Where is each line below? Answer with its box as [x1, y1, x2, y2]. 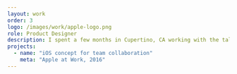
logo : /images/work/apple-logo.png [7, 23, 112, 30]
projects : [7, 43, 37, 50]
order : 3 [7, 17, 33, 24]
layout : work [7, 10, 46, 18]
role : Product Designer [7, 30, 78, 37]
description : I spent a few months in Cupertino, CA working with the [7, 37, 219, 44]
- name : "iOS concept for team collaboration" [13, 50, 153, 57]
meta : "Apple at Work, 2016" [20, 56, 106, 63]
